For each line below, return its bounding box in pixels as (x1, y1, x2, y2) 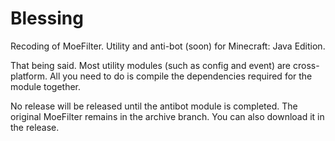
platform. (10, 70, 48, 82)
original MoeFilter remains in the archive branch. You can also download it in (10, 110, 325, 122)
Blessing (10, 7, 84, 30)
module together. (10, 80, 82, 92)
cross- (292, 59, 320, 71)
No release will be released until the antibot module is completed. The (10, 100, 298, 112)
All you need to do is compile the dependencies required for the (49, 70, 313, 82)
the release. (10, 121, 60, 133)
